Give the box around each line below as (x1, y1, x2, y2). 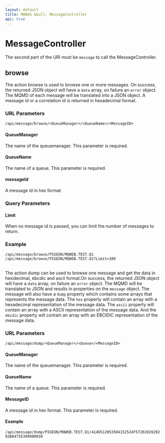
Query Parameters (5, 199, 50, 206)
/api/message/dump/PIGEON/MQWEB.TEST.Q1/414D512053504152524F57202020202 (5, 430, 161, 435)
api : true (5, 16, 26, 21)
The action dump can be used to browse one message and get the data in (5, 270, 156, 276)
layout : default (5, 7, 39, 12)
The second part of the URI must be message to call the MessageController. (5, 54, 157, 60)
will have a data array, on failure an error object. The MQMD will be (5, 280, 142, 286)
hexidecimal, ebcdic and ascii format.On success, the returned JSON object (5, 275, 160, 281)
